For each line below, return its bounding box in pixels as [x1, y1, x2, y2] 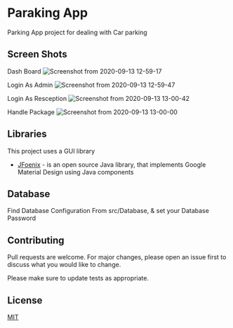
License [7, 294, 43, 306]
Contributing [7, 234, 65, 246]
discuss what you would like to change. [7, 261, 121, 269]
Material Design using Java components [17, 168, 134, 176]
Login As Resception [7, 94, 67, 102]
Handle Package [7, 107, 55, 116]
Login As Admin [7, 81, 53, 89]
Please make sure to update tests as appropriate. [7, 274, 149, 282]
